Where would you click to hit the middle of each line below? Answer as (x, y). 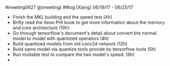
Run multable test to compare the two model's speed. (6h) (74, 54)
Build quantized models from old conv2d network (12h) (70, 44)
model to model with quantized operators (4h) (61, 38)
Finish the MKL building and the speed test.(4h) (62, 17)
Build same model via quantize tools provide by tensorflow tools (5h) (84, 49)
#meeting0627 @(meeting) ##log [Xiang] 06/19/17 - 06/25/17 (69, 7)
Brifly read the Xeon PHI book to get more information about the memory (89, 22)
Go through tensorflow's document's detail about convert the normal (84, 33)
